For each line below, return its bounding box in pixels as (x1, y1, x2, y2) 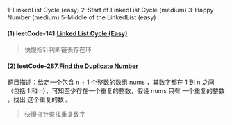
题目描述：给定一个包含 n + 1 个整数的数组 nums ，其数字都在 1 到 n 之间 (7, 78, 215, 86)
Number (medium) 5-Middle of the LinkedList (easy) (7, 13, 156, 22)
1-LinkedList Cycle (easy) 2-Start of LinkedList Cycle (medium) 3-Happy (7, 6, 214, 14)
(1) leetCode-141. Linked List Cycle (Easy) (7, 29, 128, 37)
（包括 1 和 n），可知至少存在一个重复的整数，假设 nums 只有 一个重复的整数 (7, 87, 225, 95)
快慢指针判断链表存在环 (24, 45, 92, 54)
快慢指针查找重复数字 (24, 110, 85, 119)
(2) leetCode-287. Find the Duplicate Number (7, 62, 139, 70)
